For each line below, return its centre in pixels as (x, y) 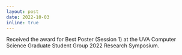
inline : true (23, 22)
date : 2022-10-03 (28, 17)
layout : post (23, 12)
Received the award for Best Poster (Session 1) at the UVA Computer (91, 40)
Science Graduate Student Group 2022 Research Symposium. (83, 46)
